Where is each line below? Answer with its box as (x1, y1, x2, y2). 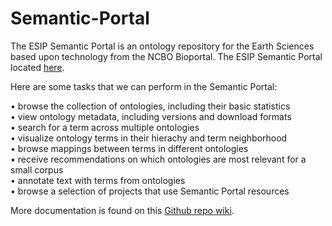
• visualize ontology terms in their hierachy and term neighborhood (10, 132, 288, 144)
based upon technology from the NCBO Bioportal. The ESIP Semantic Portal (10, 50, 323, 62)
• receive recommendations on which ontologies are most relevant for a (10, 153, 307, 165)
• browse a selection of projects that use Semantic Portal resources (10, 185, 290, 197)
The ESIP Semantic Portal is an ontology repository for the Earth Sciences (10, 40, 315, 52)
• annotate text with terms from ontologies (10, 174, 186, 186)
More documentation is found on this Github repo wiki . (10, 204, 235, 216)
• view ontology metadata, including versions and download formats (10, 110, 292, 122)
